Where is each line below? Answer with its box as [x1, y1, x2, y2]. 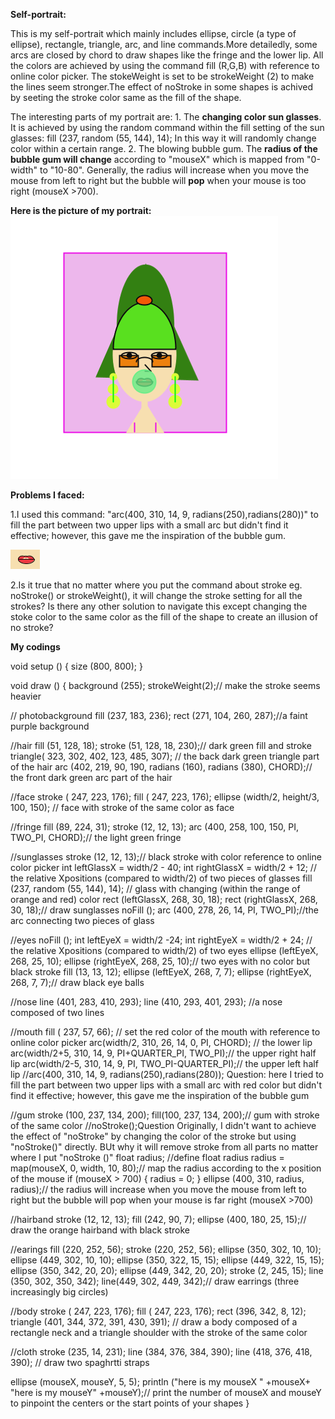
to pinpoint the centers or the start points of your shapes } [10, 1397, 250, 1409]
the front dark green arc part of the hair [10, 772, 173, 783]
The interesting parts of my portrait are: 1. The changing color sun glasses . [10, 111, 322, 123]
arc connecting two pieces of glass [10, 915, 155, 926]
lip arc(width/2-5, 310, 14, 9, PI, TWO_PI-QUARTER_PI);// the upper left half [10, 1058, 319, 1069]
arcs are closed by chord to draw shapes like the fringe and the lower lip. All [10, 49, 324, 61]
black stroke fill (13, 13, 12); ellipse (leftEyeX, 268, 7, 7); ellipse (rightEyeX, [10, 966, 312, 978]
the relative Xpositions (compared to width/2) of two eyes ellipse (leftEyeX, [10, 945, 319, 956]
